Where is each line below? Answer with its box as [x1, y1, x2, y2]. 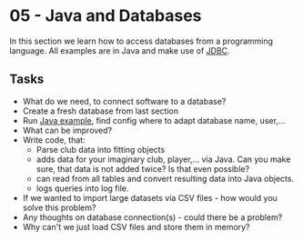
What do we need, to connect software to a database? [22, 95, 227, 106]
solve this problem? [22, 202, 96, 213]
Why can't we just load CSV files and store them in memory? [22, 221, 250, 232]
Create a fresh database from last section [22, 105, 179, 116]
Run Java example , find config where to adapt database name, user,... [22, 115, 286, 126]
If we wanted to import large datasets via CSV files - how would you [22, 192, 278, 203]
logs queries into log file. [35, 183, 129, 194]
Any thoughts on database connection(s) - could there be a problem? [22, 211, 283, 223]
